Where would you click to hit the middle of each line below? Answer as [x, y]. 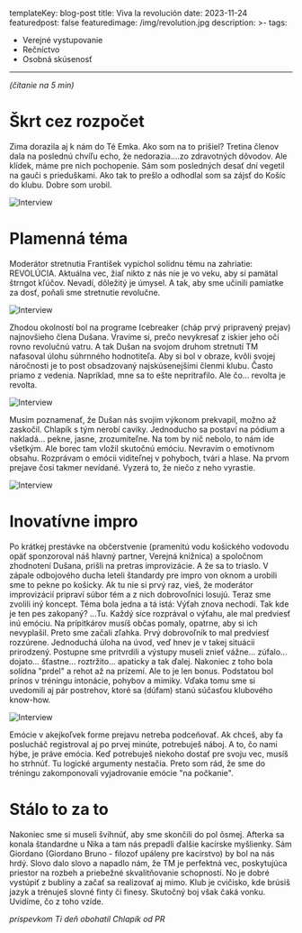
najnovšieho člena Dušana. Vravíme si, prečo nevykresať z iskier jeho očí [144, 336]
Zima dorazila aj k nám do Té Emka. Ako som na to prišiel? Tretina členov [144, 146]
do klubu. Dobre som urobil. [61, 185]
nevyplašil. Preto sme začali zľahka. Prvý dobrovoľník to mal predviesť [139, 632]
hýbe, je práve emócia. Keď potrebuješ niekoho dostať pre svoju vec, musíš [149, 754]
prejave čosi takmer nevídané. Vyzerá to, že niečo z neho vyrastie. [133, 467]
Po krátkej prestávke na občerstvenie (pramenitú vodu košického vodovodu [149, 546]
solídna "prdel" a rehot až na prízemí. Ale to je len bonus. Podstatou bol [142, 671]
